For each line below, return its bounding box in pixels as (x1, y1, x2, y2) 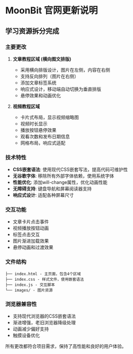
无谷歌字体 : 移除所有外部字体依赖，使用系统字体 (12, 173, 114, 179)
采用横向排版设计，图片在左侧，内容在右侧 (20, 67, 110, 73)
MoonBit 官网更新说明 (5, 5, 98, 16)
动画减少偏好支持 (12, 326, 49, 332)
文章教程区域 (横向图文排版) (12, 56, 72, 62)
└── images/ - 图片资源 (5, 287, 53, 293)
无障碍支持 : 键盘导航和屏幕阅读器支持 (12, 185, 92, 192)
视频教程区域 (12, 103, 40, 109)
